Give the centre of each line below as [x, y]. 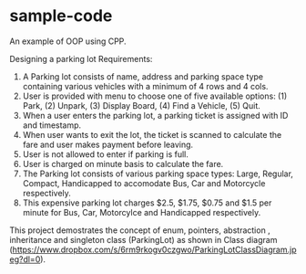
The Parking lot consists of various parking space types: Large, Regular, [158, 174]
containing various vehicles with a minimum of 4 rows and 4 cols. [145, 86]
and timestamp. [52, 125]
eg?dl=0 [25, 259]
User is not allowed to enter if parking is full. [105, 154]
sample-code [61, 16]
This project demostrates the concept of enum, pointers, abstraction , [140, 230]
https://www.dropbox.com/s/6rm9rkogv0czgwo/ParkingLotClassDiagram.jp [154, 249]
